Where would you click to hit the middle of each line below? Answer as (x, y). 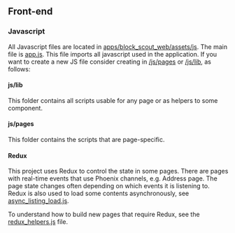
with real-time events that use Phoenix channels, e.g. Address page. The (113, 178)
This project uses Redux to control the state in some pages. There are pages (118, 171)
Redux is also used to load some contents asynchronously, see (99, 193)
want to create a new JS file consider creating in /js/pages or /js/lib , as (110, 62)
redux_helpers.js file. (38, 222)
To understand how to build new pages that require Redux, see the (104, 214)
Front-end (30, 12)
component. (25, 108)
